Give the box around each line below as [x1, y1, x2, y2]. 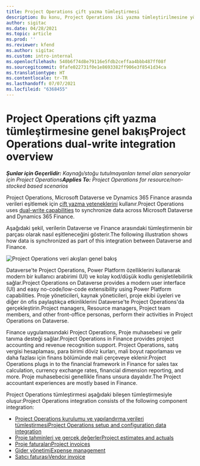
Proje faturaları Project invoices [14, 440, 90, 448]
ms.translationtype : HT [6, 70, 65, 76]
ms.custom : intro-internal [6, 53, 73, 59]
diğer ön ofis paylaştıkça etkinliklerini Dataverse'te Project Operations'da [6, 298, 185, 305]
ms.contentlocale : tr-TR [6, 75, 68, 81]
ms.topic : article [6, 31, 52, 37]
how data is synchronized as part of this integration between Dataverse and [6, 237, 192, 244]
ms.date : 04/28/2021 [6, 25, 58, 32]
